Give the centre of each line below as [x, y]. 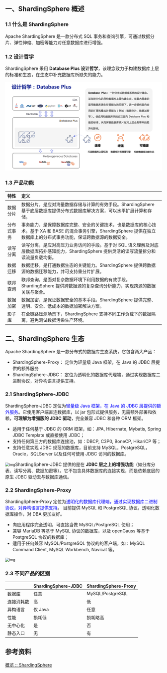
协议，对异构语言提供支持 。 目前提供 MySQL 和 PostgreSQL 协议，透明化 [80, 507]
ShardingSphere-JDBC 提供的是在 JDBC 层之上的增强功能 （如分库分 [85, 464]
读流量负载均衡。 [39, 257]
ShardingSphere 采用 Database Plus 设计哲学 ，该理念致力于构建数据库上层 [82, 68]
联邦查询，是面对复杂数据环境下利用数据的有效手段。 [76, 279]
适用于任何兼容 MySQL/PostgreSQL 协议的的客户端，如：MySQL [79, 543]
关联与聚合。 [35, 292]
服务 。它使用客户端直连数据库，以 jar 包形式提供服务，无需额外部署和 [81, 412]
